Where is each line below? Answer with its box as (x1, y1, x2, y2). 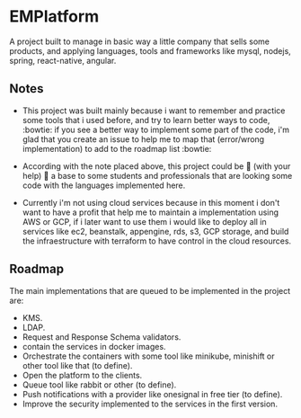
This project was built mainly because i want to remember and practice (22, 105, 286, 116)
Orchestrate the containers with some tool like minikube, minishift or (22, 351, 276, 361)
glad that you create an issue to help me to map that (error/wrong (22, 133, 265, 145)
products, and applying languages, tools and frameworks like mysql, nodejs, (9, 45, 292, 56)
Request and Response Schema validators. (22, 331, 181, 342)
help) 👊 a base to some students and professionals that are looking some (22, 170, 293, 181)
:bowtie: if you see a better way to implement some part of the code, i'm (22, 124, 290, 135)
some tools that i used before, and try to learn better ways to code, (22, 114, 270, 125)
